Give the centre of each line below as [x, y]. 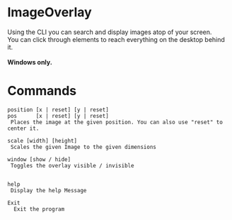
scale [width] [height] [42, 141]
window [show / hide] [39, 159]
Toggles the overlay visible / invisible [72, 165]
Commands [42, 91]
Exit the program [39, 209]
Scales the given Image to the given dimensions [83, 147]
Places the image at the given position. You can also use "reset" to [116, 122]
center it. [23, 128]
